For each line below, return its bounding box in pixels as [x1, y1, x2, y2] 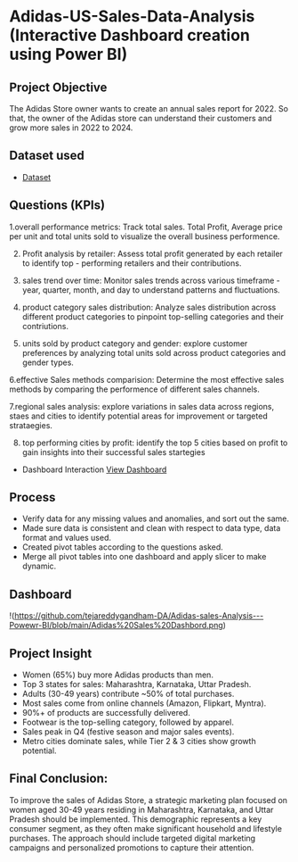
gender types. [21, 357, 74, 368]
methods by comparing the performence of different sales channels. [9, 384, 260, 394]
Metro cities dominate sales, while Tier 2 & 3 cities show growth [21, 736, 256, 747]
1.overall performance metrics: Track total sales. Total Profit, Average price [9, 221, 283, 232]
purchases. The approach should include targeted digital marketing [9, 833, 256, 843]
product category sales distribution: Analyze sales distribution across [21, 302, 277, 312]
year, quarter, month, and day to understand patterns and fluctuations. [21, 284, 280, 295]
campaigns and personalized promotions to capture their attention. [9, 841, 254, 853]
